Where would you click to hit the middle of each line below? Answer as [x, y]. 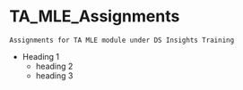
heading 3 [54, 75]
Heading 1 [41, 56]
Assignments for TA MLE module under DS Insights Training [122, 40]
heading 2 [54, 66]
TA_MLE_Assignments [95, 16]
